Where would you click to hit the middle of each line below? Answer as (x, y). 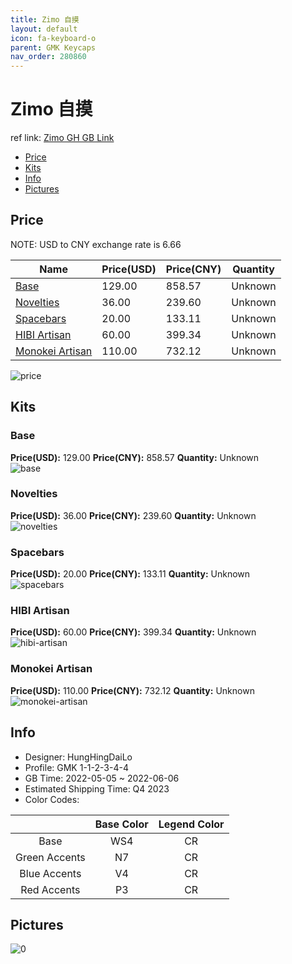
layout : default (44, 29)
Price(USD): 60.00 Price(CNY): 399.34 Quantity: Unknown (133, 632)
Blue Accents (50, 873)
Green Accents (50, 857)
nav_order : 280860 (48, 57)
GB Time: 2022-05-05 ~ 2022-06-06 (102, 778)
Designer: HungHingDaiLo (78, 757)
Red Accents (50, 889)
